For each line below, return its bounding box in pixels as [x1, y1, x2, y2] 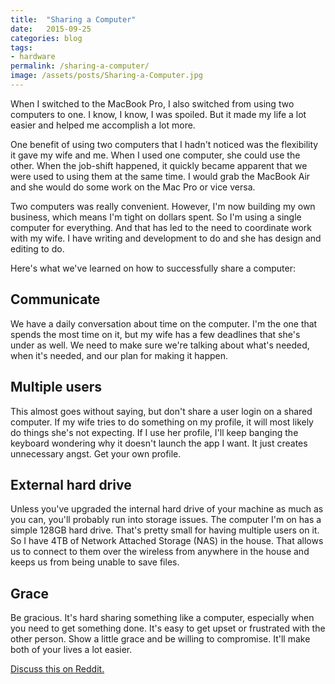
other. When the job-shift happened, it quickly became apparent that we [10, 159, 308, 171]
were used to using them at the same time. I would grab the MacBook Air [10, 170, 311, 182]
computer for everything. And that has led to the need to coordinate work [10, 221, 313, 233]
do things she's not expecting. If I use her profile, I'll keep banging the [10, 426, 299, 438]
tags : [10, 42, 33, 53]
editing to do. [10, 242, 65, 255]
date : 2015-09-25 [10, 24, 92, 34]
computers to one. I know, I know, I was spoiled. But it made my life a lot [10, 108, 307, 120]
